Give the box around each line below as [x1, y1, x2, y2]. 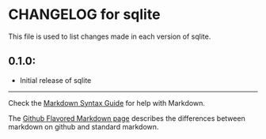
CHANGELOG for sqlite [8, 6, 161, 24]
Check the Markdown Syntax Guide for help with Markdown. [8, 98, 206, 107]
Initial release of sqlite [19, 75, 92, 85]
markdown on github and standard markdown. [8, 122, 159, 131]
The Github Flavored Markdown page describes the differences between [8, 113, 245, 123]
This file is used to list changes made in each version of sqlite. [8, 32, 211, 41]
